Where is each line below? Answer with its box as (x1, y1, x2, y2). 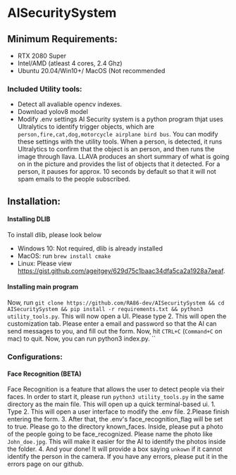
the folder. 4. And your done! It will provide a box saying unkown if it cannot (7, 445, 223, 453)
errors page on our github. (7, 460, 85, 469)
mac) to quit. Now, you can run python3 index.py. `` (7, 334, 156, 343)
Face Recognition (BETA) (7, 369, 82, 378)
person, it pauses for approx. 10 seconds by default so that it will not (17, 167, 216, 176)
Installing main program (7, 283, 79, 291)
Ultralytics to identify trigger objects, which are (17, 122, 155, 131)
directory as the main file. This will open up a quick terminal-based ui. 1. (7, 400, 216, 409)
